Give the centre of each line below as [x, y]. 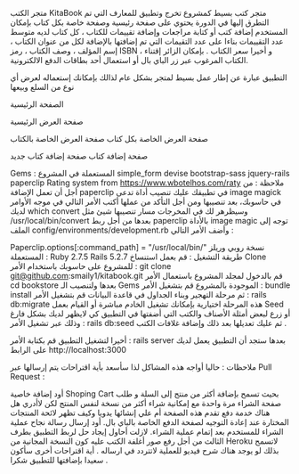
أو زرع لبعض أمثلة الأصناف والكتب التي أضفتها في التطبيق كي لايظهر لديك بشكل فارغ [150, 314]
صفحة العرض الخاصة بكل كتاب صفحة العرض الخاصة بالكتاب [109, 139]
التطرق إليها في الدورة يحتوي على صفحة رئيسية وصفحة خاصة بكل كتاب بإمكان [140, 22]
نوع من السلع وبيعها [42, 87]
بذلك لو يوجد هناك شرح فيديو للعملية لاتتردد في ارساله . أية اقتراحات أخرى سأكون [145, 450]
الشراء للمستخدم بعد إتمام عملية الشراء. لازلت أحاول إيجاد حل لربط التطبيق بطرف [147, 432]
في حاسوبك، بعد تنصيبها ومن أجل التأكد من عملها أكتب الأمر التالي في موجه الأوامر [145, 201]
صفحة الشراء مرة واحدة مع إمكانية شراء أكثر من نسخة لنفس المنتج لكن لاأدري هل [146, 403]
